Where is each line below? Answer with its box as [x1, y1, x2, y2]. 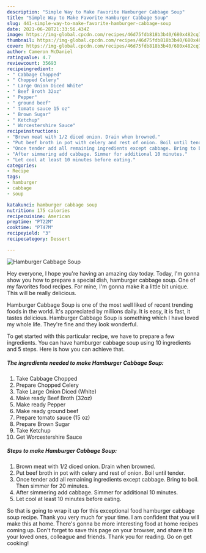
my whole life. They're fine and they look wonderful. [7, 320, 138, 328]
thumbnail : [7, 37, 35, 43]
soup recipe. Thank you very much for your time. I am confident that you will [7, 513, 199, 521]
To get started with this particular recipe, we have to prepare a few [7, 332, 175, 340]
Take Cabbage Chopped [15, 375, 78, 382]
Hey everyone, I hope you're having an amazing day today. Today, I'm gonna [7, 269, 200, 277]
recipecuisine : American [7, 213, 70, 219]
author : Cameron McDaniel [7, 49, 73, 55]
